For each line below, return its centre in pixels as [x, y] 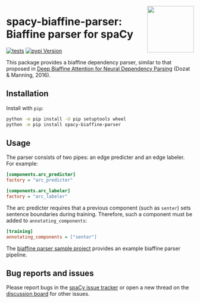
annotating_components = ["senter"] [51, 237]
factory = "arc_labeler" [37, 196]
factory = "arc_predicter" [40, 180]
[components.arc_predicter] [41, 175]
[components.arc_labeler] [38, 191]
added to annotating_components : [47, 220]
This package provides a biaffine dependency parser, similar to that [89, 62]
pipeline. [17, 254]
